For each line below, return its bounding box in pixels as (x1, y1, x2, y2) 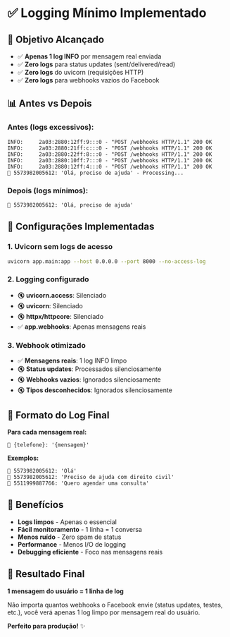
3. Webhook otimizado (7, 340, 86, 350)
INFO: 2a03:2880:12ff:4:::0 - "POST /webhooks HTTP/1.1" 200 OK (7, 163, 212, 170)
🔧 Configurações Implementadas (7, 221, 155, 233)
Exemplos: (7, 454, 39, 462)
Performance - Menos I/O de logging (17, 540, 127, 548)
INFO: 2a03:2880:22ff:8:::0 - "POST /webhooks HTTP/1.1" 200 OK (7, 150, 212, 158)
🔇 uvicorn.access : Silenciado (17, 291, 107, 299)
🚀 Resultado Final (7, 568, 85, 580)
